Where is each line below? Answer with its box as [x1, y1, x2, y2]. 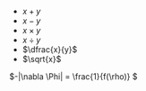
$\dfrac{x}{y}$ [21, 44, 78, 55]
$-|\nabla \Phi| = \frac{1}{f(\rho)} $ [9, 71, 138, 82]
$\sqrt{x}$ [21, 54, 62, 64]
